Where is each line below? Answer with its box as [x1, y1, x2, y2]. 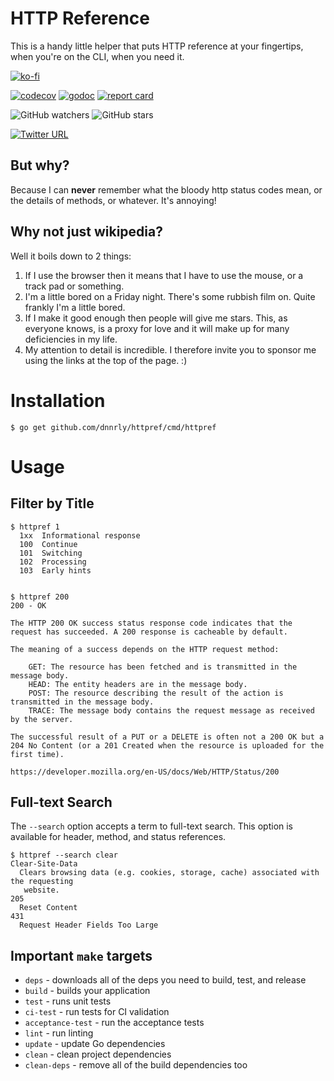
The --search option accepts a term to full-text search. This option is [10, 820, 294, 832]
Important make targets [10, 947, 153, 964]
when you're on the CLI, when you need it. [10, 50, 185, 62]
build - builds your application [24, 985, 151, 997]
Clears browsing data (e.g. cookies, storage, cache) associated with [19, 868, 320, 878]
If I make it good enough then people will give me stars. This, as [24, 312, 288, 324]
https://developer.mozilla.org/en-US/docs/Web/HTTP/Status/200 [10, 767, 280, 777]
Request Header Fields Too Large [19, 920, 159, 931]
